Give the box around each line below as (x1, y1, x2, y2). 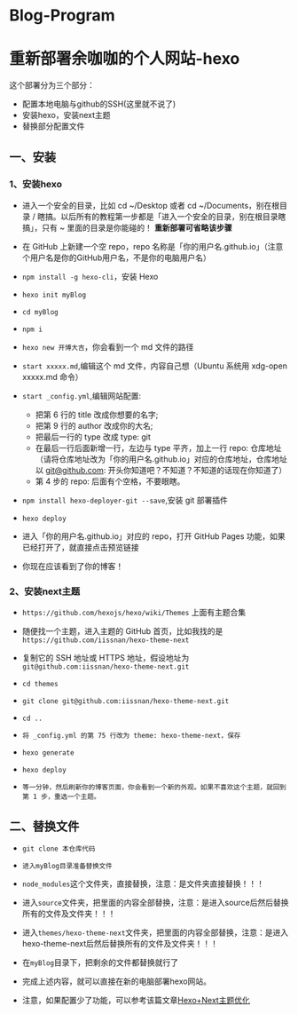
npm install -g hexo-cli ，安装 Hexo (21, 271, 159, 281)
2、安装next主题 (9, 585, 81, 598)
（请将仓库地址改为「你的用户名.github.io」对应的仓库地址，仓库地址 (35, 454, 288, 464)
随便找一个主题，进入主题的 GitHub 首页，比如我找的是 (21, 626, 223, 637)
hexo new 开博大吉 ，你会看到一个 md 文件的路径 (21, 341, 194, 352)
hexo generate (21, 749, 74, 757)
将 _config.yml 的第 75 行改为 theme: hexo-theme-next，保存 (21, 732, 241, 741)
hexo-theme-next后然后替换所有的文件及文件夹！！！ (21, 938, 219, 948)
